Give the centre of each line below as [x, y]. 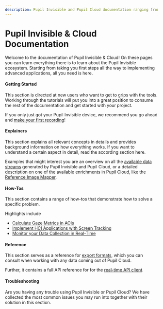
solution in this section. [28, 302]
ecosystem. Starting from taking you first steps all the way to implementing [80, 68]
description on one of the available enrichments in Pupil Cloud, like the [76, 172]
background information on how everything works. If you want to [70, 147]
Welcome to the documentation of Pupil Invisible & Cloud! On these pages [79, 57]
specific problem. [23, 204]
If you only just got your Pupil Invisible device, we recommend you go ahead [81, 114]
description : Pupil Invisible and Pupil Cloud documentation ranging [77, 9]
